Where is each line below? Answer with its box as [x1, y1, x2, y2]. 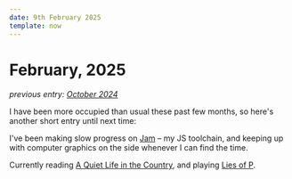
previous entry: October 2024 [9, 89, 118, 100]
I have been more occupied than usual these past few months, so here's [9, 106, 274, 117]
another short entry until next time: [9, 116, 136, 126]
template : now [9, 21, 62, 30]
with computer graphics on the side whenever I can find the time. [9, 142, 248, 153]
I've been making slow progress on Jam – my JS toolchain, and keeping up [9, 133, 284, 143]
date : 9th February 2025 [9, 12, 101, 22]
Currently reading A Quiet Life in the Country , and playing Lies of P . [9, 159, 256, 170]
